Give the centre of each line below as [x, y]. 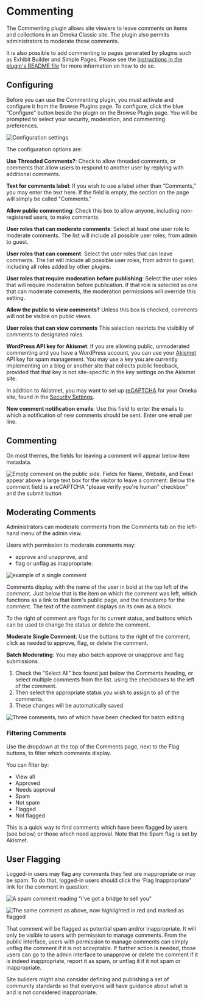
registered [19, 217]
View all [25, 776]
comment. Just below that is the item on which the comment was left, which [102, 594]
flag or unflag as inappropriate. [54, 563]
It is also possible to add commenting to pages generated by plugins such [99, 52]
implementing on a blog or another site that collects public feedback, [93, 365]
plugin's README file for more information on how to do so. [81, 66]
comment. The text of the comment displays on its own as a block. [90, 606]
